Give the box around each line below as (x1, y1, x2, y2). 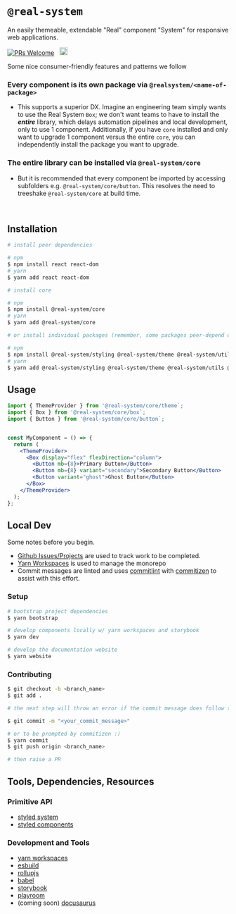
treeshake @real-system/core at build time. (17, 189, 141, 197)
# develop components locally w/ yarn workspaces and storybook (7, 627, 199, 634)
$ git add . (7, 692, 42, 699)
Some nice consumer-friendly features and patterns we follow (7, 62, 188, 70)
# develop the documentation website (7, 646, 118, 653)
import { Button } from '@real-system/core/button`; (7, 416, 165, 423)
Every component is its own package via (7, 80, 148, 89)
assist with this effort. (17, 574, 81, 583)
